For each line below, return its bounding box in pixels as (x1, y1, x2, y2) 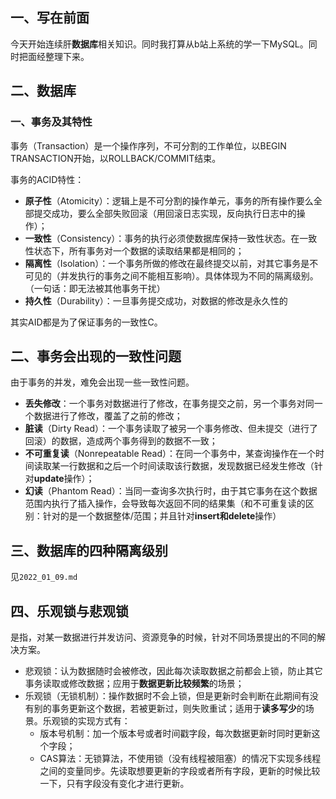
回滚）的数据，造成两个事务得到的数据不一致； (24, 435, 218, 447)
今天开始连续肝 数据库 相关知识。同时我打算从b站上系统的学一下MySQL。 (10, 38, 309, 50)
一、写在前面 (10, 9, 90, 27)
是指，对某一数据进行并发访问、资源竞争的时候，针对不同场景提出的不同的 (10, 631, 317, 643)
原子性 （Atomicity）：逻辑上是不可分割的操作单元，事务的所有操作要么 (24, 194, 314, 207)
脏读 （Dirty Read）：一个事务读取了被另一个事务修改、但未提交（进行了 (24, 423, 318, 435)
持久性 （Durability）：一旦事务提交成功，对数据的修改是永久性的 (24, 294, 288, 307)
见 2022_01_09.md (10, 571, 78, 583)
